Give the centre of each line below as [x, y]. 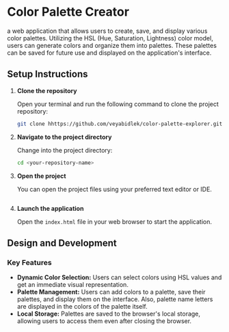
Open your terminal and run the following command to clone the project [118, 104]
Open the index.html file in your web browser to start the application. [114, 221]
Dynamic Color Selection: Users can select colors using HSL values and [119, 277]
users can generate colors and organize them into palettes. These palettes [112, 45]
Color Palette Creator [68, 12]
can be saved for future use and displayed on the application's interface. [109, 53]
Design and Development [62, 243]
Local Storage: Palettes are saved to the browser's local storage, [108, 314]
